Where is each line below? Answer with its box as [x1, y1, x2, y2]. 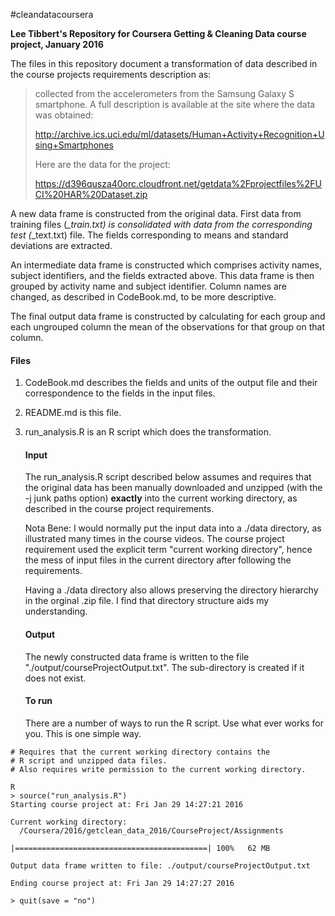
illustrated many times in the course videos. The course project [24, 533, 285, 545]
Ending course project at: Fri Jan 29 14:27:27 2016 [10, 878, 235, 888]
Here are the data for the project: [34, 159, 171, 170]
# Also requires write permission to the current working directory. [10, 764, 307, 774]
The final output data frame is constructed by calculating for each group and [10, 310, 326, 322]
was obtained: [34, 109, 94, 121]
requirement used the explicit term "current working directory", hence [24, 544, 313, 556]
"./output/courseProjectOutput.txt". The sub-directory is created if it [24, 661, 305, 673]
